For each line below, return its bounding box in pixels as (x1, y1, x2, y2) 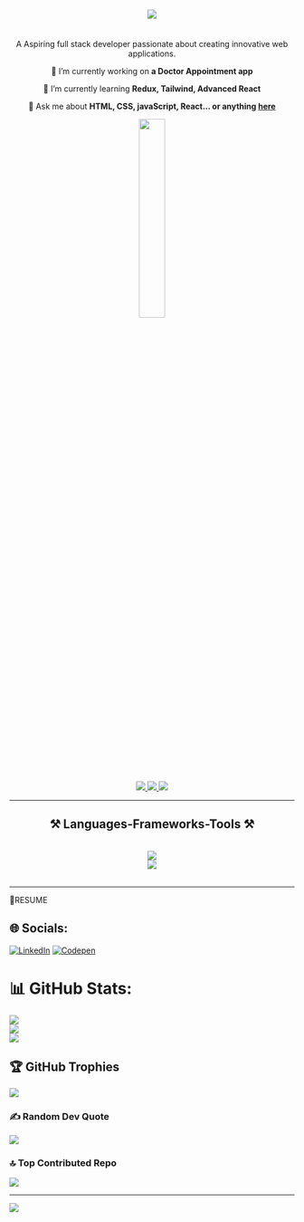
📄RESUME (9, 894, 48, 905)
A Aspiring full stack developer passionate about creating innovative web (15, 38, 289, 49)
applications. (128, 48, 176, 59)
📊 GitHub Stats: (9, 978, 133, 998)
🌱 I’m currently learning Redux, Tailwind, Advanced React (43, 82, 261, 94)
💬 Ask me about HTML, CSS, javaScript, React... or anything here (28, 101, 276, 111)
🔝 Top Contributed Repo (9, 1156, 118, 1169)
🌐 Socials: (9, 920, 69, 937)
